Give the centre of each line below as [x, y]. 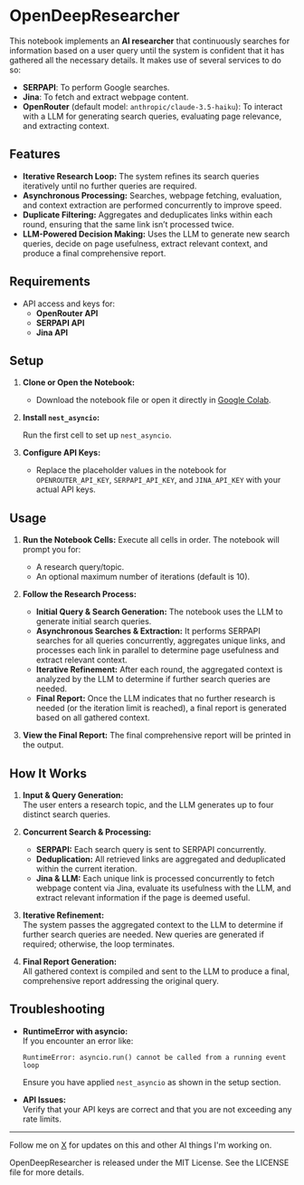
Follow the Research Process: [80, 594]
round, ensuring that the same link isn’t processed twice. [128, 224]
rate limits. [42, 1119]
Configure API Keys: [62, 453]
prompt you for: [52, 550]
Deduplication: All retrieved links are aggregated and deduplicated [161, 859]
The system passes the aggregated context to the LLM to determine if [152, 925]
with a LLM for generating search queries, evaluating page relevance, [152, 116]
